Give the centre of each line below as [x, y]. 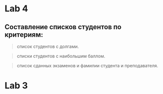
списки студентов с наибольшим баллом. [61, 56]
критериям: [24, 34]
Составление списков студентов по [63, 27]
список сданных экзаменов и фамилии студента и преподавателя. [87, 66]
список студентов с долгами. [48, 47]
